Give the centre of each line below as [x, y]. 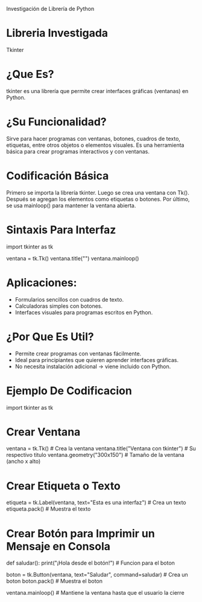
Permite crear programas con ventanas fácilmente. [78, 354]
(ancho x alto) [24, 461]
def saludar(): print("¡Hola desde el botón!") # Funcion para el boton [90, 563]
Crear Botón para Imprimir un [80, 533]
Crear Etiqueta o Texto [63, 486]
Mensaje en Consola [58, 546]
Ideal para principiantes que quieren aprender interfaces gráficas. [97, 360]
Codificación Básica [58, 176]
